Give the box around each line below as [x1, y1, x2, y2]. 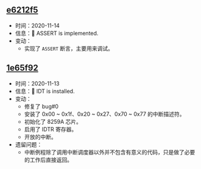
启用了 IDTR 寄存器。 [24, 125, 77, 133]
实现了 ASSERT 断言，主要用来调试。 [24, 45, 114, 52]
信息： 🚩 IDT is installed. [15, 87, 75, 95]
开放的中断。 [24, 133, 57, 140]
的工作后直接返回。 [24, 156, 73, 164]
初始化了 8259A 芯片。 [24, 118, 82, 125]
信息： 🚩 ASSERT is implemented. [15, 29, 99, 37]
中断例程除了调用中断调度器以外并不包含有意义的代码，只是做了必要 [24, 148, 196, 156]
